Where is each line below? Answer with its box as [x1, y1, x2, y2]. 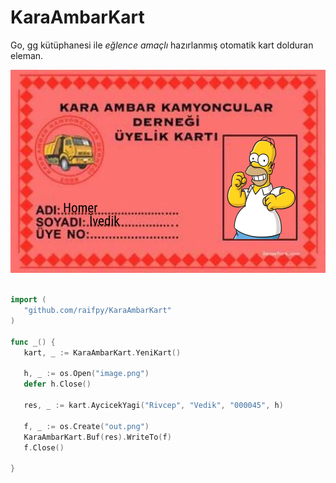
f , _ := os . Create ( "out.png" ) [23, 421, 150, 431]
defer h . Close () [23, 379, 92, 390]
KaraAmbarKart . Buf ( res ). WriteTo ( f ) [23, 432, 172, 442]
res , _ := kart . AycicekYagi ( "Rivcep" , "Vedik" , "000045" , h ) [23, 401, 284, 411]
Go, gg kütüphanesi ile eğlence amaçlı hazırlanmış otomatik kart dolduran [10, 39, 314, 51]
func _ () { [10, 337, 56, 347]
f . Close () [23, 442, 65, 453]
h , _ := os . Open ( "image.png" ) [23, 369, 150, 379]
